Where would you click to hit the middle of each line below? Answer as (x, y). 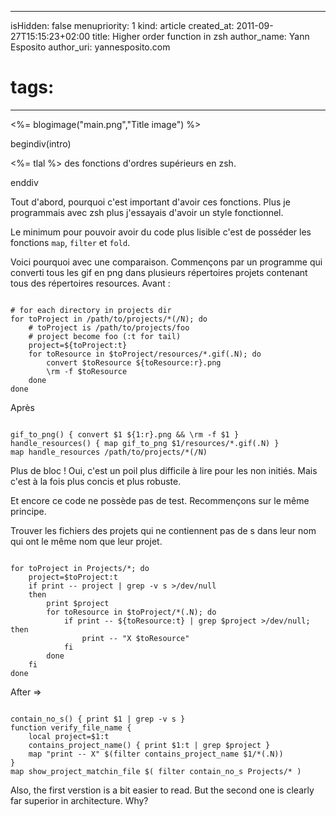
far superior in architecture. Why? (79, 800)
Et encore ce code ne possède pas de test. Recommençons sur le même (160, 500)
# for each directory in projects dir (91, 310)
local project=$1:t (69, 736)
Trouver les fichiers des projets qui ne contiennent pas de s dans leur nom (163, 530)
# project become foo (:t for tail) (105, 336)
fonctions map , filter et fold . (70, 242)
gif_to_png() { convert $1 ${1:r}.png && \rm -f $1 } (125, 434)
